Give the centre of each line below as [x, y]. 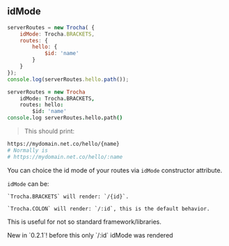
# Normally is [28, 150]
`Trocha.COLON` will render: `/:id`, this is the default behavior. [109, 208]
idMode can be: [28, 183]
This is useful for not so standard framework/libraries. [84, 222]
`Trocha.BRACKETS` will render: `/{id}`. [68, 197]
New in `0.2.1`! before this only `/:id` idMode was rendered [90, 235]
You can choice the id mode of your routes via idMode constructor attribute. [115, 170]
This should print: [49, 131]
